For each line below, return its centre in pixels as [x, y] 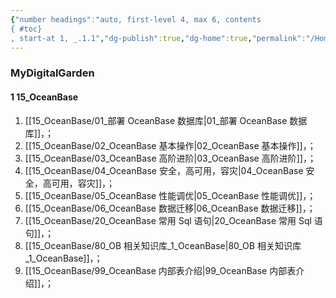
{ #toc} [26, 29]
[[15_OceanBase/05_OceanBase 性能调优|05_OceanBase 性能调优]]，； [170, 195]
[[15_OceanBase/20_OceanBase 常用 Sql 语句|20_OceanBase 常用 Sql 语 [173, 220]
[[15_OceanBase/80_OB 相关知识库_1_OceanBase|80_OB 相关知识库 [163, 245]
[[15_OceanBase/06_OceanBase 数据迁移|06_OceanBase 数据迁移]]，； [170, 208]
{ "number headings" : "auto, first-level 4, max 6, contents [136, 19]
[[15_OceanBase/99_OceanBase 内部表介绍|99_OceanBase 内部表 [160, 270]
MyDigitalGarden [52, 73]
